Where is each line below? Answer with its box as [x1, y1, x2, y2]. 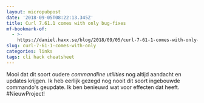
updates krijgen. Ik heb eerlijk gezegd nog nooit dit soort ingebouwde [6, 77, 180, 84]
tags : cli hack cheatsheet [6, 54, 75, 60]
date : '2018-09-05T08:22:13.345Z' [6, 15, 94, 21]
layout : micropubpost [6, 8, 61, 15]
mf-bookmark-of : [6, 25, 47, 32]
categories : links [6, 48, 53, 55]
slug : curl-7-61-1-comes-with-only [6, 43, 97, 49]
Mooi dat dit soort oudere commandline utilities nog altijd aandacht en [6, 70, 182, 78]
